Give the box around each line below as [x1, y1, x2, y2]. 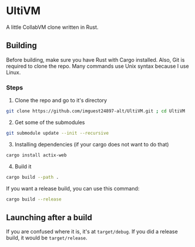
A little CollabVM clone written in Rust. [6, 24, 99, 31]
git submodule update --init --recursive [6, 130, 109, 136]
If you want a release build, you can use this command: [6, 185, 140, 192]
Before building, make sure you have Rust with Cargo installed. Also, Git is [6, 56, 185, 63]
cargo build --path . [6, 174, 59, 180]
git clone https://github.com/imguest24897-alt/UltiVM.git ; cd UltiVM [6, 108, 185, 114]
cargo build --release [6, 196, 62, 202]
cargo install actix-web [6, 152, 67, 158]
